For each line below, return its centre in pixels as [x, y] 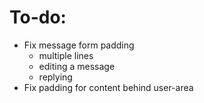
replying [55, 77]
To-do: [38, 17]
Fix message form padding [79, 45]
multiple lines [66, 55]
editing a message [77, 66]
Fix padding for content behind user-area [108, 87]
